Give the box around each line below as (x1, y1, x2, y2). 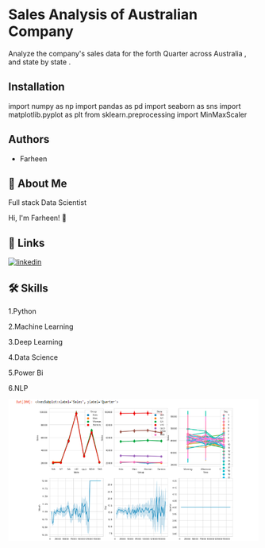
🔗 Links (8, 236, 45, 249)
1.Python (8, 307, 37, 315)
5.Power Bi (8, 368, 44, 377)
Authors (8, 133, 50, 146)
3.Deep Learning (8, 338, 63, 346)
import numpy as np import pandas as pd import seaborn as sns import (8, 101, 241, 110)
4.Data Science (8, 353, 58, 362)
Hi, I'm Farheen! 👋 (8, 213, 67, 223)
